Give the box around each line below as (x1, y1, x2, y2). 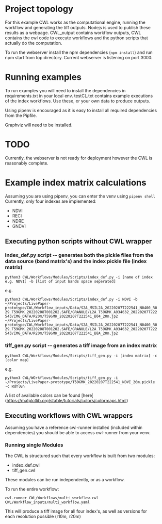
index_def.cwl (12, 462, 40, 468)
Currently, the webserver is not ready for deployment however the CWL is (5, 155, 153, 161)
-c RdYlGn (5, 384, 25, 389)
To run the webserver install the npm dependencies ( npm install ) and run (5, 49, 153, 55)
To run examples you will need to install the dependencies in (5, 87, 126, 93)
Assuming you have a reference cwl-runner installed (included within (5, 425, 143, 430)
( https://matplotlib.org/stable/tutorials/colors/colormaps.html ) (5, 397, 129, 403)
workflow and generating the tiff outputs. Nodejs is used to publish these (5, 24, 151, 30)
